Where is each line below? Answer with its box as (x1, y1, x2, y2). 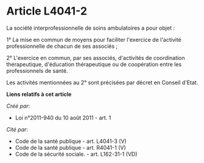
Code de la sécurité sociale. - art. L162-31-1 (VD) (15, 150, 138, 158)
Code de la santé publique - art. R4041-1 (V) (15, 144, 126, 151)
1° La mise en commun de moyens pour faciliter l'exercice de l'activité (6, 36, 181, 43)
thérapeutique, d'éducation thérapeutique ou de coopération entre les (6, 61, 181, 68)
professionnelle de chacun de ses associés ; (6, 42, 118, 50)
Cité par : (6, 125, 29, 133)
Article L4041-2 (6, 4, 87, 18)
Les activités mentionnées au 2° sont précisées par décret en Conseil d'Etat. (6, 79, 199, 86)
